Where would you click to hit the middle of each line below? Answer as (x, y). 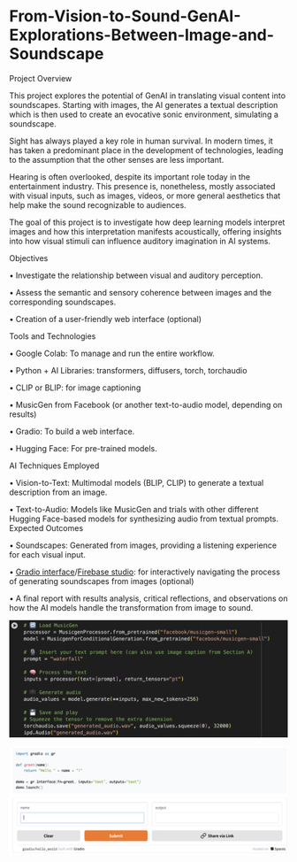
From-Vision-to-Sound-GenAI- (125, 16)
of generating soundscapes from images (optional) (102, 581)
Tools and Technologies (53, 336)
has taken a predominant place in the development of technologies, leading (146, 150)
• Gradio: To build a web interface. (72, 431)
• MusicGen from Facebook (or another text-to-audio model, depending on (146, 404)
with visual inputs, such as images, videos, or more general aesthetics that (145, 196)
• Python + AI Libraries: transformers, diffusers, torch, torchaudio (128, 370)
